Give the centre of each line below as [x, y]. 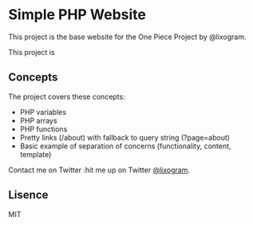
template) [36, 154]
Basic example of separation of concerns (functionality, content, [125, 146]
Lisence [28, 195]
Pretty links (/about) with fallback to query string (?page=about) [125, 137]
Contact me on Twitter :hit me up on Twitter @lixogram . [99, 170]
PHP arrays [38, 120]
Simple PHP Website [77, 15]
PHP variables [43, 112]
